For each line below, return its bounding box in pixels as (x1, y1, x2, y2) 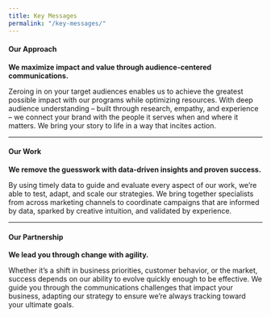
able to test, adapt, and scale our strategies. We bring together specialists (8, 189, 254, 198)
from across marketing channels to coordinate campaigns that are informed (8, 197, 260, 206)
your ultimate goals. (8, 300, 74, 310)
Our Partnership (8, 231, 64, 242)
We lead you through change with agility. (8, 250, 149, 260)
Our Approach (8, 44, 57, 54)
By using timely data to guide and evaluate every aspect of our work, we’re (8, 180, 257, 190)
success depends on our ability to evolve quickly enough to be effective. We (8, 274, 262, 284)
